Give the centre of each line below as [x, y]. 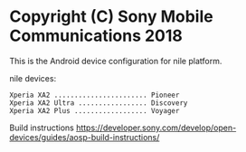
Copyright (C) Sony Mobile [112, 17]
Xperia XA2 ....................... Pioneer [95, 95]
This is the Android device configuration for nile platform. [116, 61]
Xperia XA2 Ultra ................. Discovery [99, 103]
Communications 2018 [96, 36]
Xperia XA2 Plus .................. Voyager [95, 110]
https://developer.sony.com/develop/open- [156, 128]
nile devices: [33, 78]
